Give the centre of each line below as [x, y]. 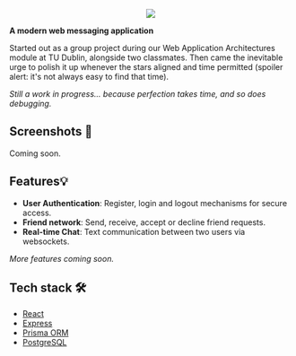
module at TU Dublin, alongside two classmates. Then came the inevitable [146, 57]
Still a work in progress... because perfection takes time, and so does [138, 94]
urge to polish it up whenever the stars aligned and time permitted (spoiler [146, 67]
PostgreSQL [44, 343]
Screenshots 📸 [51, 131]
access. [37, 213]
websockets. [46, 241]
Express [37, 324]
